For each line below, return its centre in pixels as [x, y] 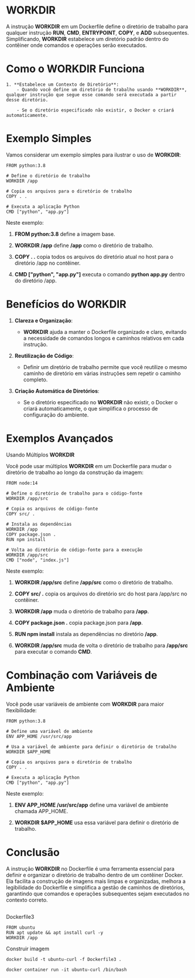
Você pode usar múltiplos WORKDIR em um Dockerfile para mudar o [89, 466]
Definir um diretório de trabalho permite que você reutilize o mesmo [105, 367]
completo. [35, 380]
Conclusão [33, 852]
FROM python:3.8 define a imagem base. [65, 234]
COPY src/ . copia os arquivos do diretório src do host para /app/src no [101, 594]
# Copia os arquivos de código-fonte [52, 509]
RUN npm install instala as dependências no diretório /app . [86, 634]
